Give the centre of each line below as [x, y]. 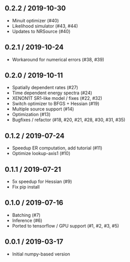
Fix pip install [26, 187]
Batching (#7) [26, 215]
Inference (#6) [27, 220]
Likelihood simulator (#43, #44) [45, 26]
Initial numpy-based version [41, 254]
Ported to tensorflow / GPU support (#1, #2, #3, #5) [66, 226]
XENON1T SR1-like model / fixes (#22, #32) [57, 98]
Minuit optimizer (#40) [35, 20]
